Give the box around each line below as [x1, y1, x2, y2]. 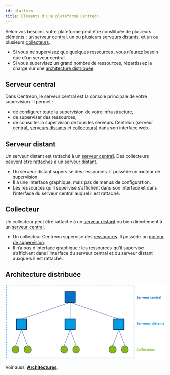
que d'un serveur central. [12, 54, 66, 61]
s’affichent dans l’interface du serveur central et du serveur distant [12, 250, 153, 256]
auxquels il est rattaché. [12, 255, 63, 261]
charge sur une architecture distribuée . [12, 65, 95, 71]
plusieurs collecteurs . [5, 39, 50, 45]
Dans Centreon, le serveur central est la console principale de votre [5, 93, 147, 99]
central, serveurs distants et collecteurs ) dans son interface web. [12, 125, 150, 131]
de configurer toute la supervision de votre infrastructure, [12, 109, 134, 115]
